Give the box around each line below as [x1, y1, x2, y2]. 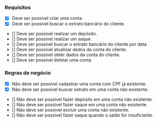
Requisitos [4, 4, 31, 11]
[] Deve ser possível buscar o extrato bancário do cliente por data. [11, 41, 148, 47]
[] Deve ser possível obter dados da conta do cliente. [11, 52, 121, 58]
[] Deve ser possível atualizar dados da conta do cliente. [11, 47, 127, 53]
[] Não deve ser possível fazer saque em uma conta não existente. [11, 101, 148, 108]
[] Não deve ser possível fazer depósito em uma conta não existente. [11, 96, 153, 102]
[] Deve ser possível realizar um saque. [11, 36, 92, 42]
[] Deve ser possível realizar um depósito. [11, 31, 97, 37]
